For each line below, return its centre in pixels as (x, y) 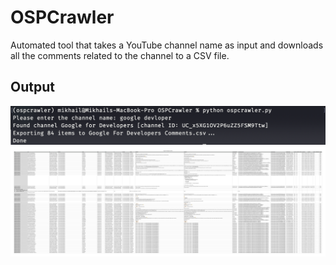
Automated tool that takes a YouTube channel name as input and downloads (167, 45)
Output (32, 87)
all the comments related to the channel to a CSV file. (120, 55)
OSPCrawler (62, 17)
